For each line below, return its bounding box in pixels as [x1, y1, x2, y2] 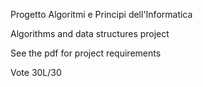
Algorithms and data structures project [10, 28, 170, 39]
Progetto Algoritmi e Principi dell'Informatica [10, 9, 193, 20]
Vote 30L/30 [10, 67, 62, 78]
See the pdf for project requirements [10, 47, 162, 59]
